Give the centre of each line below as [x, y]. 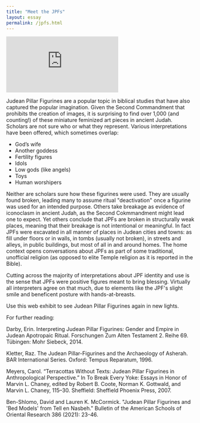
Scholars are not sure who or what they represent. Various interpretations [96, 127]
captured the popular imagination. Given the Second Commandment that [96, 108]
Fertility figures [33, 157]
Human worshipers [38, 182]
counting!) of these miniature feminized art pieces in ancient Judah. [90, 120]
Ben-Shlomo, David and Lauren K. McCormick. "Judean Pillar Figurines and [99, 402]
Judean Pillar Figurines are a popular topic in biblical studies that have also [98, 101]
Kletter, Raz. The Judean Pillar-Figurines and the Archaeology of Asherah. [97, 354]
